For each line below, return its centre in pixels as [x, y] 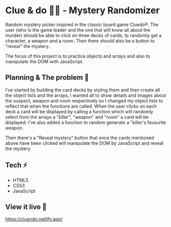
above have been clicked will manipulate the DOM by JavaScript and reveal [84, 143]
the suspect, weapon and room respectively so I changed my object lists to [84, 100]
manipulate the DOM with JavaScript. [44, 61]
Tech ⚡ [16, 165]
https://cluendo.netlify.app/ [34, 219]
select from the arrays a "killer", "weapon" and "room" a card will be [77, 117]
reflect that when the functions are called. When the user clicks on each [81, 106]
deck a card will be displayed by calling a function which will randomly [79, 111]
